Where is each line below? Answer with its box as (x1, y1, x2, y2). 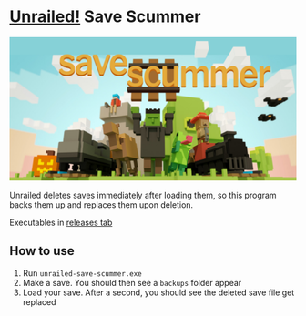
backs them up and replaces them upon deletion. (9, 199, 194, 210)
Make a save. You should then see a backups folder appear (22, 277, 242, 288)
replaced (22, 296, 56, 307)
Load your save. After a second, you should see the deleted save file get (22, 287, 295, 298)
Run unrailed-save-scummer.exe (22, 267, 143, 279)
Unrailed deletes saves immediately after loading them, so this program (9, 189, 277, 200)
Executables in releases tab (9, 217, 113, 228)
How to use (9, 243, 75, 259)
